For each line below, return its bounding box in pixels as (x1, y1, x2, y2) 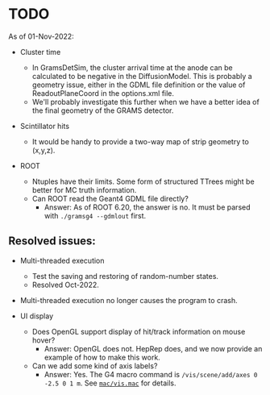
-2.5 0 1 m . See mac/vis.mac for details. (44, 378, 177, 388)
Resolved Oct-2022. (31, 280, 99, 289)
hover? (31, 335, 56, 345)
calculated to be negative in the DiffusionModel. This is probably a (31, 71, 252, 81)
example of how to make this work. (44, 352, 161, 362)
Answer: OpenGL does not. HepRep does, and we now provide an (44, 343, 263, 353)
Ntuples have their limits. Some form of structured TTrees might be (31, 177, 255, 186)
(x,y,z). (31, 145, 56, 155)
